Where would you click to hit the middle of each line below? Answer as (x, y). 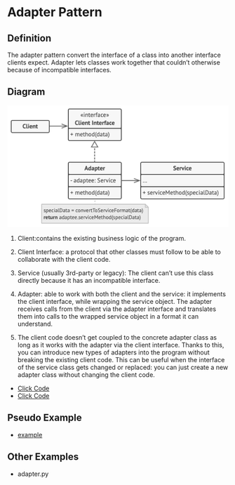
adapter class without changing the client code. (86, 374)
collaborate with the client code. (64, 259)
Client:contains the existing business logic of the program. (101, 238)
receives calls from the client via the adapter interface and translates (116, 309)
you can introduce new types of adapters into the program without (114, 352)
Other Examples (43, 457)
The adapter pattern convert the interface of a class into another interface (114, 55)
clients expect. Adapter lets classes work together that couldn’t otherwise (114, 62)
